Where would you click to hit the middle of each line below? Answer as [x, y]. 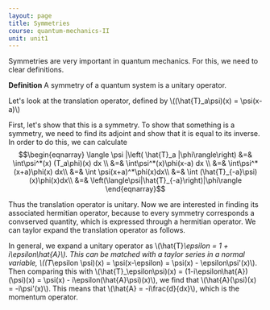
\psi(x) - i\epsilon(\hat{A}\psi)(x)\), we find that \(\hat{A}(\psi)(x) [150, 280]
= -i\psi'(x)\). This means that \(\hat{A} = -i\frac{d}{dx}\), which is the [124, 289]
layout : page [30, 16]
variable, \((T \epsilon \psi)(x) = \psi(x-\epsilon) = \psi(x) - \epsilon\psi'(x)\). [133, 263]
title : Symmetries [39, 23]
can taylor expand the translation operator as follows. [97, 230]
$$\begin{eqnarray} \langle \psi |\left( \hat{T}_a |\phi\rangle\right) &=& [135, 155]
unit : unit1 [28, 38]
